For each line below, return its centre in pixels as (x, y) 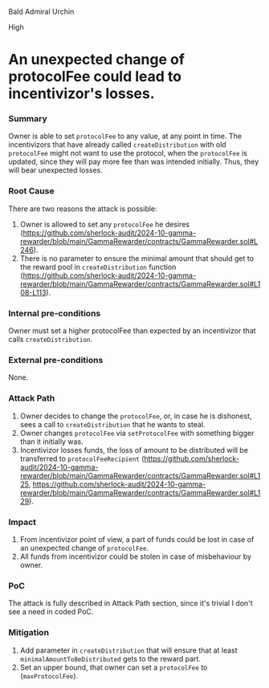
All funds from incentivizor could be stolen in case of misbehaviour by (135, 556)
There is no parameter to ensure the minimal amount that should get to (137, 258)
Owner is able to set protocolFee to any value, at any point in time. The (125, 136)
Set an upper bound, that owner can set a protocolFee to (114, 667)
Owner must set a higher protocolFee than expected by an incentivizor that (132, 331)
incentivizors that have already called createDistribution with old (117, 145)
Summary (28, 119)
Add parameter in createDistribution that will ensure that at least (129, 650)
